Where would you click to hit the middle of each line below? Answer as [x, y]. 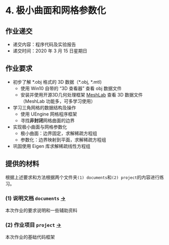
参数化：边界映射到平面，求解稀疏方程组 [63, 140]
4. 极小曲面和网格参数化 [56, 11]
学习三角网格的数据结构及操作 [44, 107]
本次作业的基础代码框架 [30, 237]
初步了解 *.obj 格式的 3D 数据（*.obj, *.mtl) [57, 82]
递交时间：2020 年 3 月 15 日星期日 [50, 51]
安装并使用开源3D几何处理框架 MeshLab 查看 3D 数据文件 [81, 95]
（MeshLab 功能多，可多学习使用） [58, 101]
